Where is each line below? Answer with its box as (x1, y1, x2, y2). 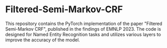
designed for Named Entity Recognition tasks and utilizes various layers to (5, 31, 161, 37)
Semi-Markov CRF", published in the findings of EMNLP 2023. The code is (5, 26, 161, 32)
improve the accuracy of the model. (5, 37, 80, 43)
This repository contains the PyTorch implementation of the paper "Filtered (5, 20, 162, 27)
